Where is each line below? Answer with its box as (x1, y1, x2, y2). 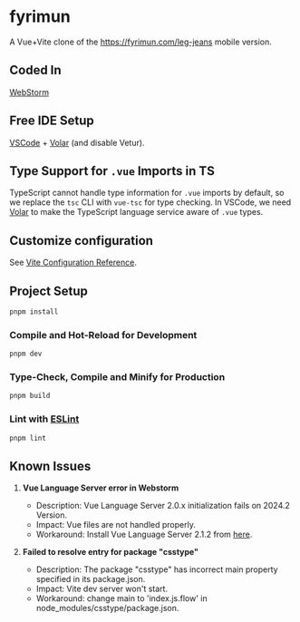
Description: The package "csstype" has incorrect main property (35, 564, 278, 575)
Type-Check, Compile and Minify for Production (9, 370, 226, 383)
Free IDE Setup (9, 113, 94, 129)
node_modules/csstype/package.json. (35, 603, 179, 614)
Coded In (9, 63, 62, 78)
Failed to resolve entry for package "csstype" (22, 547, 199, 558)
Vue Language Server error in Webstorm (22, 482, 179, 493)
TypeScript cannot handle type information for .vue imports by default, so (9, 188, 285, 199)
